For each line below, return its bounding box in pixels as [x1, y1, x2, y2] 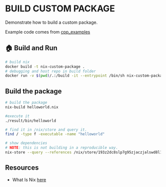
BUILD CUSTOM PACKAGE [5, 3, 115, 14]
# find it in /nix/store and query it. [5, 127, 87, 132]
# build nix [5, 59, 30, 64]
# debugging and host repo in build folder [5, 69, 96, 74]
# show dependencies [5, 140, 48, 146]
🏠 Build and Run [5, 44, 58, 52]
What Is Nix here [12, 177, 46, 183]
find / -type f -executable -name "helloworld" [5, 132, 105, 137]
